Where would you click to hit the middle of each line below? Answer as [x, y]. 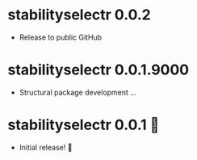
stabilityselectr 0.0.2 [79, 15]
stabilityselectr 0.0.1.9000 [98, 70]
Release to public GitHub [61, 37]
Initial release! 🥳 [46, 147]
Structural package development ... [78, 92]
